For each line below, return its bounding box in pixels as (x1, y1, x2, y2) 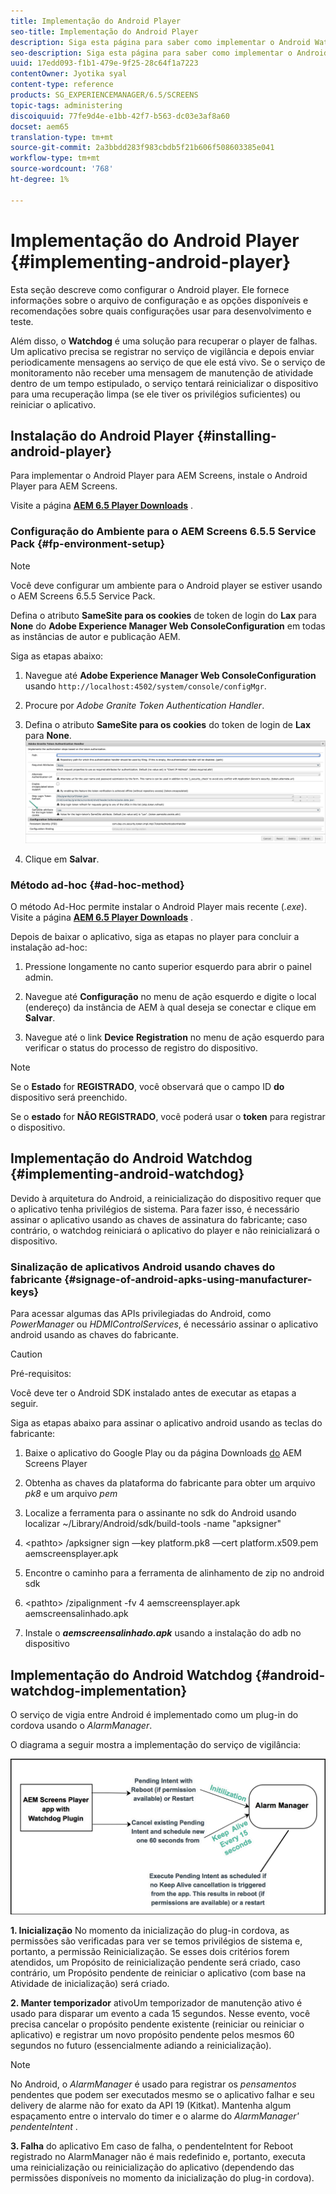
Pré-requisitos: (10, 1368, 72, 1380)
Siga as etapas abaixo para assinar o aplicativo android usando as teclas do (10, 1417, 323, 1429)
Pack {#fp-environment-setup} (10, 537, 166, 551)
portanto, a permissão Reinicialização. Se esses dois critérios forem (10, 1946, 290, 1958)
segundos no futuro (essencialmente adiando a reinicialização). (10, 2040, 272, 2052)
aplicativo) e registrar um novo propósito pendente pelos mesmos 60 (10, 2029, 295, 2041)
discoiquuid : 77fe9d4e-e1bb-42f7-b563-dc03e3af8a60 (10, 111, 230, 121)
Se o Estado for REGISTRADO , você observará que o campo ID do (10, 1081, 285, 1093)
